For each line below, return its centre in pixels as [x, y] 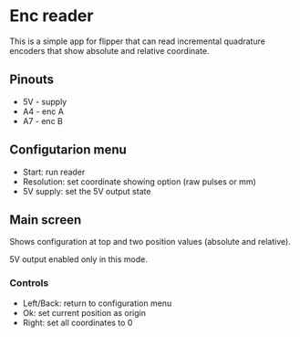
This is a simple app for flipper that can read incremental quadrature [138, 41]
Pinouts [32, 80]
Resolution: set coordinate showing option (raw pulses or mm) [140, 181]
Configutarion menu [68, 150]
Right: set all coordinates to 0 [78, 322]
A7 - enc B [43, 121]
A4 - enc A [43, 111]
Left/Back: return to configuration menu [97, 303]
